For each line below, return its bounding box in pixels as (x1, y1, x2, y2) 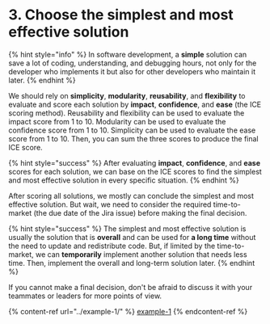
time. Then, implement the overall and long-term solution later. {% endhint (8, 258, 255, 267)
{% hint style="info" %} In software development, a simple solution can (8, 49, 247, 59)
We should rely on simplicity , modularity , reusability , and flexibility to (8, 90, 246, 100)
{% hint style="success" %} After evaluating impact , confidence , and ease (8, 158, 261, 167)
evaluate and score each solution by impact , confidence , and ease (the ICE (8, 99, 262, 109)
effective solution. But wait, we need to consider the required (8, 200, 212, 209)
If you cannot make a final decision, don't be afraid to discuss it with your (8, 282, 253, 292)
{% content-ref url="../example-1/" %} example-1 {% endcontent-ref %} (8, 306, 248, 316)
